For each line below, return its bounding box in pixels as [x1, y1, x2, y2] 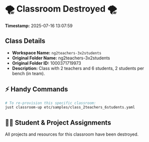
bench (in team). [12, 71, 45, 76]
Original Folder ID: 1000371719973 [12, 60, 81, 66]
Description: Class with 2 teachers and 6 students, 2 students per [12, 65, 144, 71]
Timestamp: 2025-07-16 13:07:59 [5, 22, 73, 29]
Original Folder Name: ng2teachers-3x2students [12, 55, 110, 61]
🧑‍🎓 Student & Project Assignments [5, 118, 111, 126]
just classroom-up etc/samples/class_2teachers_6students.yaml [5, 105, 135, 110]
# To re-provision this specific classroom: [5, 100, 96, 106]
